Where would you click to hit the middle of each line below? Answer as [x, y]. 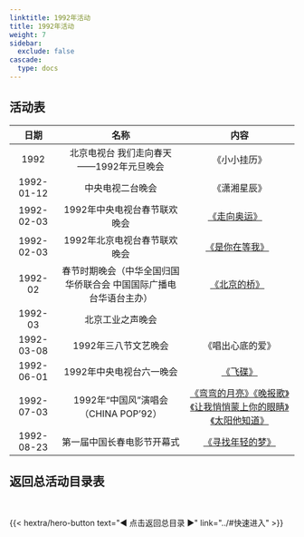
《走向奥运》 [235, 216]
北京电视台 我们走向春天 [120, 152]
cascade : [26, 60]
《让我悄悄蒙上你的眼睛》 [239, 406]
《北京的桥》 [237, 284]
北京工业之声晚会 [121, 319]
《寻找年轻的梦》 [239, 442]
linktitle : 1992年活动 [50, 18]
